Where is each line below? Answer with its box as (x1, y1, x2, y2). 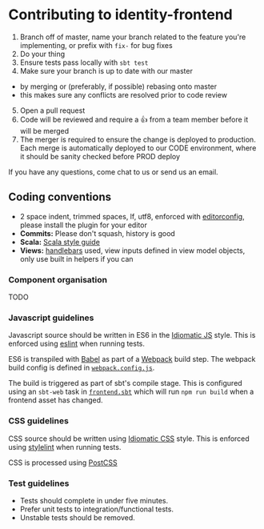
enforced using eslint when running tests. (8, 339, 146, 349)
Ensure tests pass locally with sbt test (19, 58, 149, 67)
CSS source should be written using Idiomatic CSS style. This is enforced (8, 434, 250, 443)
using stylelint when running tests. (8, 442, 122, 451)
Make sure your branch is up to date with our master (19, 66, 194, 75)
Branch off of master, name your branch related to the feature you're (19, 32, 246, 42)
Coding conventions (8, 190, 112, 204)
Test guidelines (8, 478, 70, 489)
